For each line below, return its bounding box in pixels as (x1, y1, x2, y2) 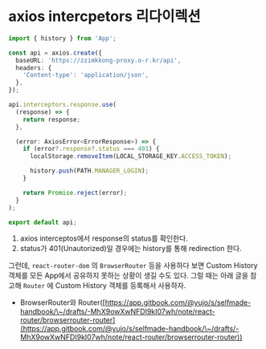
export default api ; (8, 218, 78, 226)
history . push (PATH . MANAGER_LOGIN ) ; (29, 167, 149, 175)
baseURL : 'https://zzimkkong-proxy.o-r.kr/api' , (15, 56, 182, 64)
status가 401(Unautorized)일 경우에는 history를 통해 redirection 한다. (19, 244, 243, 254)
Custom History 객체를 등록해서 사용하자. (55, 281, 186, 290)
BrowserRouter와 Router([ (19, 298, 106, 307)
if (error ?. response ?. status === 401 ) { (23, 145, 160, 153)
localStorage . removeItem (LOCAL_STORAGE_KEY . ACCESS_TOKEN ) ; (29, 152, 231, 160)
